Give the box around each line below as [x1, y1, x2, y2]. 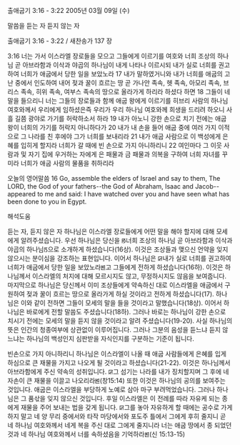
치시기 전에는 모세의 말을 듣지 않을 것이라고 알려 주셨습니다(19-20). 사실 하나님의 [7, 316, 233, 325]
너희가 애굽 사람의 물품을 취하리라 [20, 159, 114, 167]
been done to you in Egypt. [7, 197, 87, 206]
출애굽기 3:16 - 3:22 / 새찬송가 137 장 [7, 36, 113, 45]
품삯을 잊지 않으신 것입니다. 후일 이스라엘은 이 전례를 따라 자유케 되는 [28, 394, 221, 402]
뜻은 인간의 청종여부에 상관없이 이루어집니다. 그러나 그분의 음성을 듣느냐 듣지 [7, 326, 221, 334]
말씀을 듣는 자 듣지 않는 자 [7, 21, 80, 30]
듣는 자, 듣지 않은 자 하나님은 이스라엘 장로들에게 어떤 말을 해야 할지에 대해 [7, 227, 215, 236]
